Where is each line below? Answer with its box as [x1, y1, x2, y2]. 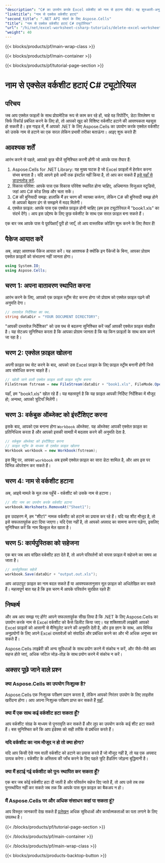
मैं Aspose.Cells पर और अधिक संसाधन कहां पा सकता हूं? [5, 797, 114, 804]
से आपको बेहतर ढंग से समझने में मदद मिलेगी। [12, 199, 82, 205]
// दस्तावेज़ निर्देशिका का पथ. [5, 310, 51, 315]
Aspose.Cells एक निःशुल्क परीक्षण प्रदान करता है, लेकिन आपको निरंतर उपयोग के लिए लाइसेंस [5, 692, 154, 698]
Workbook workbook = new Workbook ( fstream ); [5, 448, 98, 453]
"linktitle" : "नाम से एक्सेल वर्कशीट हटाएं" [5, 12, 79, 17]
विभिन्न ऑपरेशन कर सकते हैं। [5, 462, 51, 468]
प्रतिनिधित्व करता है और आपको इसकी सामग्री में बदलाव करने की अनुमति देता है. [5, 429, 126, 435]
